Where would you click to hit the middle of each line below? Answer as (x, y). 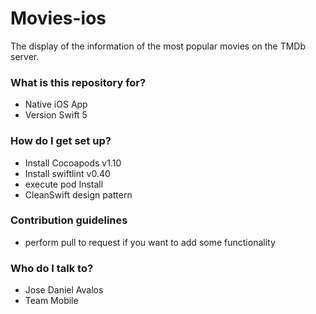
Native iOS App (56, 104)
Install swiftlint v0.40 (67, 173)
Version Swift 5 (56, 115)
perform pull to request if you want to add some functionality (150, 242)
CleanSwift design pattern (78, 194)
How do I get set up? (61, 141)
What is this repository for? (78, 82)
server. (25, 56)
